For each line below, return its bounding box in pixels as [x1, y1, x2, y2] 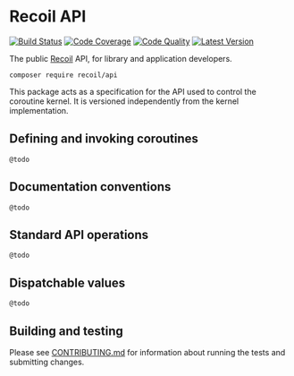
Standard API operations [9, 226, 149, 243]
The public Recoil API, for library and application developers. [9, 53, 232, 64]
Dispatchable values [9, 275, 126, 290]
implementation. [9, 105, 69, 115]
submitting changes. [9, 356, 85, 367]
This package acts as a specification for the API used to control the [9, 86, 256, 97]
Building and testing [9, 323, 123, 338]
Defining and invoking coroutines [9, 132, 199, 147]
